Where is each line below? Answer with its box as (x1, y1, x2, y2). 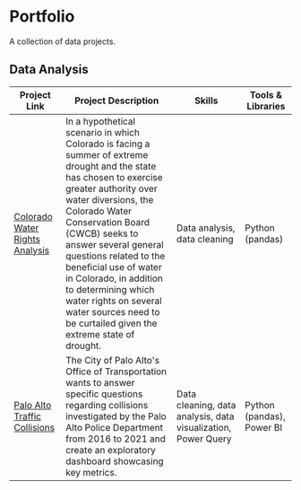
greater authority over (65, 182, 159, 195)
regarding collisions (65, 398, 149, 411)
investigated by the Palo (65, 410, 168, 423)
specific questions (65, 388, 143, 400)
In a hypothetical (65, 115, 136, 127)
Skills (193, 94, 219, 107)
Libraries (246, 100, 286, 112)
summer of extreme (65, 148, 149, 161)
